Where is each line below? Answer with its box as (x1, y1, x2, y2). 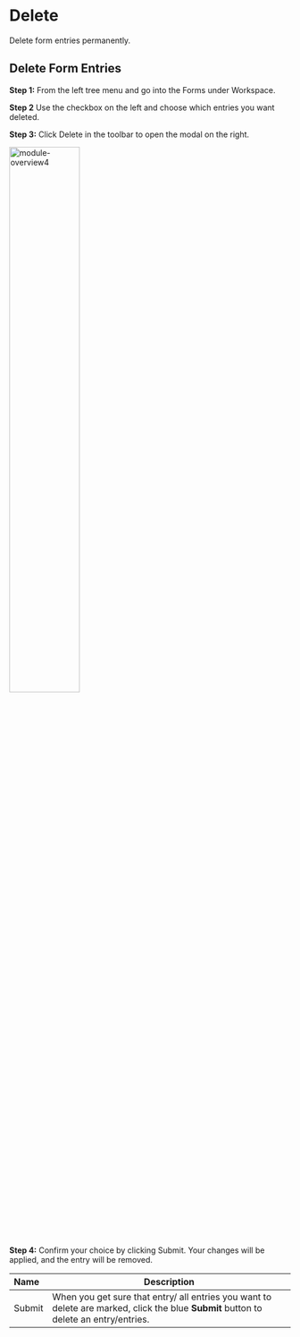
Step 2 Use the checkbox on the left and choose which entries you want (9, 102, 275, 113)
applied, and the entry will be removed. (9, 1254, 154, 1265)
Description (144, 1275, 195, 1288)
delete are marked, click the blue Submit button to (52, 1301, 262, 1314)
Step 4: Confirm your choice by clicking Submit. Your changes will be (9, 1245, 265, 1256)
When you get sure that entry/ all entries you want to (52, 1290, 272, 1303)
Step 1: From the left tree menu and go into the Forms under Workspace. (9, 84, 276, 95)
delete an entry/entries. (52, 1313, 150, 1325)
